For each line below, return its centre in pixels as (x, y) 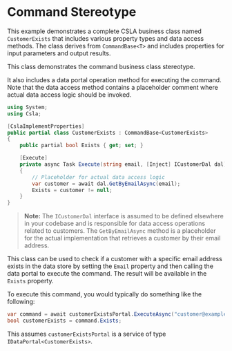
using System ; (28, 107)
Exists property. (30, 281)
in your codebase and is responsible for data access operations (115, 224)
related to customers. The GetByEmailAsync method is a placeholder (120, 231)
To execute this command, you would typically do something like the (105, 294)
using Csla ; (24, 114)
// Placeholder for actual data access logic (99, 177)
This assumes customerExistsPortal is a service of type (87, 334)
